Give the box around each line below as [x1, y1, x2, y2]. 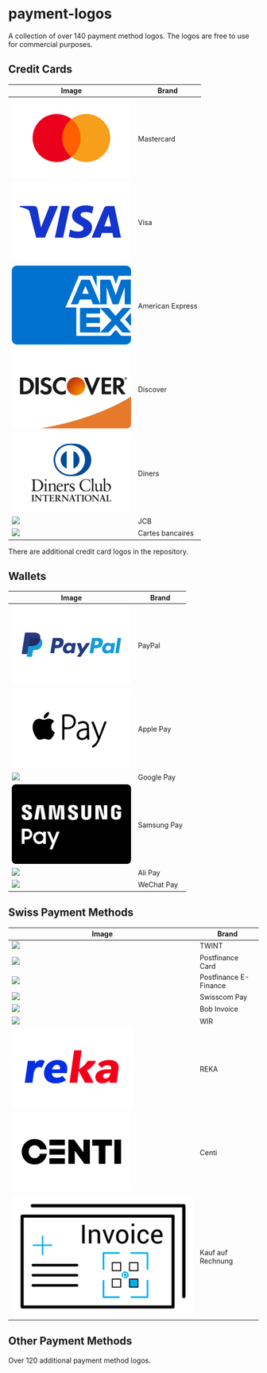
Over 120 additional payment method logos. [8, 1355, 151, 1365]
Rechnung [199, 1256, 234, 1266]
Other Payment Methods [8, 1334, 133, 1348]
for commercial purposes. [8, 39, 93, 49]
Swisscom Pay [199, 992, 248, 1002]
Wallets [8, 570, 46, 583]
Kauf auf [199, 1248, 228, 1258]
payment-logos [8, 5, 113, 23]
